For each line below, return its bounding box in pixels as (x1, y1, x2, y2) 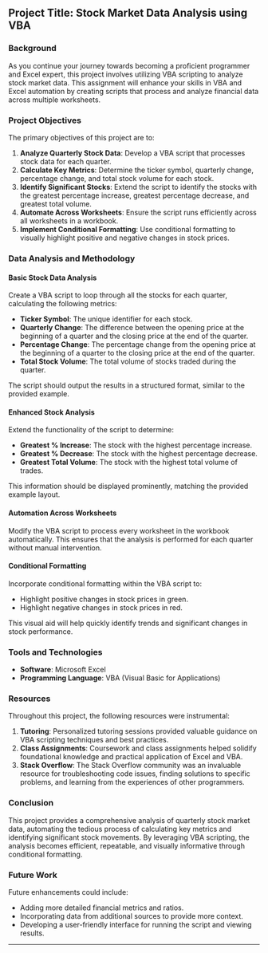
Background (8, 43, 57, 54)
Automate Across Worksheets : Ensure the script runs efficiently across (19, 207, 257, 217)
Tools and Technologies (8, 646, 103, 657)
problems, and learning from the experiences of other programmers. (19, 778, 245, 787)
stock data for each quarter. (19, 156, 112, 166)
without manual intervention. (8, 542, 102, 553)
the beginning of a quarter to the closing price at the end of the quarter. (19, 349, 255, 358)
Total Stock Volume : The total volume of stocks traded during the (19, 356, 237, 366)
